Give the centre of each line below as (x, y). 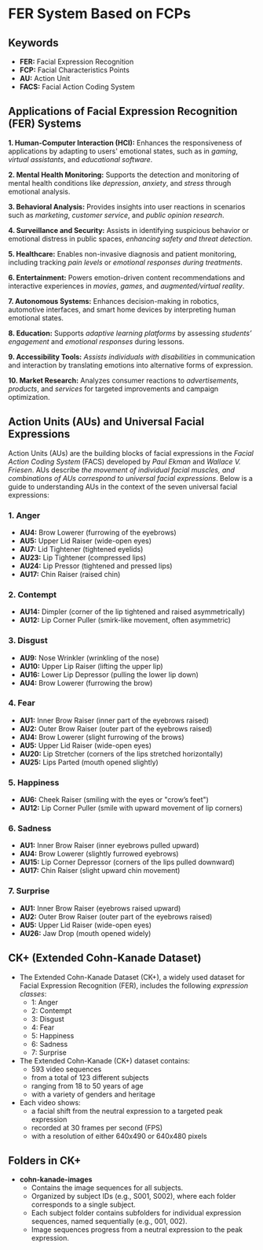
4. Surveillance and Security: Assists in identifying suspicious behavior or (129, 230)
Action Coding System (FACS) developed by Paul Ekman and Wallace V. (124, 461)
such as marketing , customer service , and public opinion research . (117, 215)
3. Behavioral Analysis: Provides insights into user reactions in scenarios (127, 206)
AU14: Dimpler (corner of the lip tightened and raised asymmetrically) (132, 612)
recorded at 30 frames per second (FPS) (97, 1127)
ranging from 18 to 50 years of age (87, 1085)
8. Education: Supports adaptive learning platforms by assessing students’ (130, 333)
